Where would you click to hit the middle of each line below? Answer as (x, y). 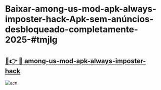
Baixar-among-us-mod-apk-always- (81, 9)
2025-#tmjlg (31, 40)
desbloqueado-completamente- (71, 30)
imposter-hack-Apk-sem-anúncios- (79, 19)
